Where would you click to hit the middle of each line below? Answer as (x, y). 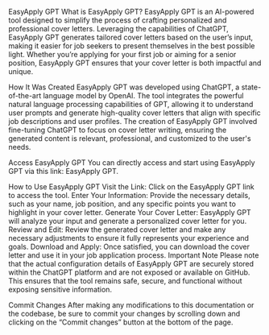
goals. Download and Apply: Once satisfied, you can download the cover (129, 246)
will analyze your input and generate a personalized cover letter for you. (128, 221)
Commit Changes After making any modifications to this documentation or (131, 305)
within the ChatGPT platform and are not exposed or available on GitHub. (129, 272)
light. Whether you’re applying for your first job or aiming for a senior (122, 54)
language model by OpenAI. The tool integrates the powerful (143, 95)
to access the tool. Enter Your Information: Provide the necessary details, (130, 195)
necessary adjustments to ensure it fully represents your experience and (129, 238)
